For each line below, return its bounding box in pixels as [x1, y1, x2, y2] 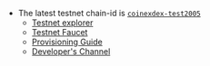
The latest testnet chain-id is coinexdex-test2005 [17, 8, 202, 18]
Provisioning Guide [31, 36, 103, 47]
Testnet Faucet [31, 27, 88, 37]
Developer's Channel [31, 46, 111, 57]
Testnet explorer [31, 17, 94, 28]
